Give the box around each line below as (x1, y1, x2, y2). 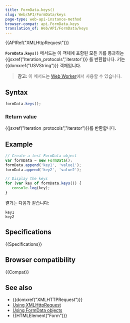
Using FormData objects (12, 307, 62, 313)
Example (5, 140, 33, 148)
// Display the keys (5, 176, 48, 181)
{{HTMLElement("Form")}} (12, 312, 67, 318)
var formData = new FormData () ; (5, 158, 72, 163)
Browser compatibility (5, 256, 76, 264)
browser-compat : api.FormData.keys (5, 21, 79, 27)
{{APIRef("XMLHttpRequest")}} (5, 40, 69, 46)
